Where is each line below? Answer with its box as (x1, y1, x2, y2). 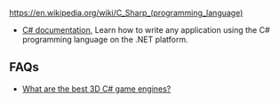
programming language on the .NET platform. (21, 35, 188, 44)
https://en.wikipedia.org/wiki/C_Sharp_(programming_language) (9, 8, 243, 18)
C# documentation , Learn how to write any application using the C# (21, 25, 271, 35)
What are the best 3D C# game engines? (21, 83, 171, 94)
